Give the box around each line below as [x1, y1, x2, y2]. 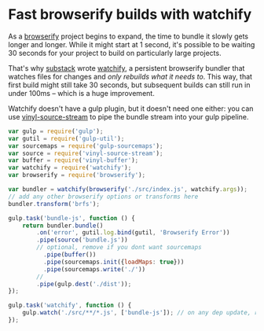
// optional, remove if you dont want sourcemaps [36, 244, 202, 252]
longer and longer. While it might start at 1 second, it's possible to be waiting [8, 39, 255, 49]
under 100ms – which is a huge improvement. [8, 88, 155, 97]
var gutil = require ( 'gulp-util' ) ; [8, 134, 125, 142]
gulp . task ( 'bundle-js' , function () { [8, 214, 135, 222]
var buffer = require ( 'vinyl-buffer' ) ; [8, 156, 139, 164]
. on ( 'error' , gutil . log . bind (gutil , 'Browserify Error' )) [36, 229, 230, 237]
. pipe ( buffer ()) [42, 251, 97, 259]
